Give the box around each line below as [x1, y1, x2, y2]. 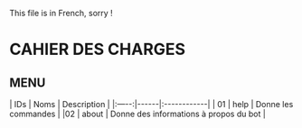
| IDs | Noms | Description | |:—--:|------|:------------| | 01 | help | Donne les [9, 99, 294, 109]
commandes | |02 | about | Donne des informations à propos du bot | [9, 108, 267, 119]
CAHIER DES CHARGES [9, 40, 186, 59]
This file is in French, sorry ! [9, 8, 113, 18]
